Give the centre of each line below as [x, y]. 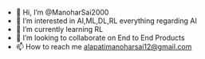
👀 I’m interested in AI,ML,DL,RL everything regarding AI [106, 21]
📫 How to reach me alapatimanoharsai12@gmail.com [104, 47]
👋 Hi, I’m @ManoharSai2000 [62, 12]
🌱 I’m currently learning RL [59, 29]
